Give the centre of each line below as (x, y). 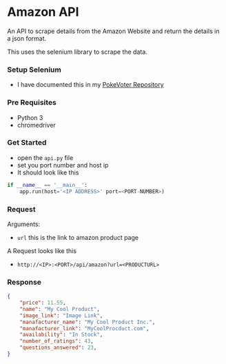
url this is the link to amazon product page (78, 237)
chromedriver (37, 125)
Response (24, 282)
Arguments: (24, 224)
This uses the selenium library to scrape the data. (78, 52)
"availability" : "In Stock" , (61, 335)
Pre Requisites (32, 103)
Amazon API (43, 12)
